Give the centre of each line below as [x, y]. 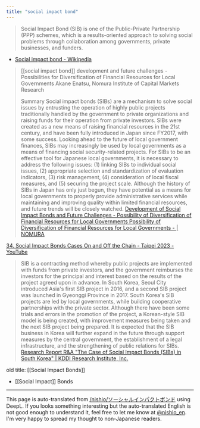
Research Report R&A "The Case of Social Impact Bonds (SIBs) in [101, 352]
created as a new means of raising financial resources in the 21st [100, 126]
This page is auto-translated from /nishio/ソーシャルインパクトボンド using [98, 399]
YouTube [17, 252]
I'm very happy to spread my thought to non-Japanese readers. [84, 418]
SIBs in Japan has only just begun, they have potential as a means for [106, 190]
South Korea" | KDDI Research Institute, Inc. [74, 358]
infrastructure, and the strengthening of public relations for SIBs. [100, 345]
